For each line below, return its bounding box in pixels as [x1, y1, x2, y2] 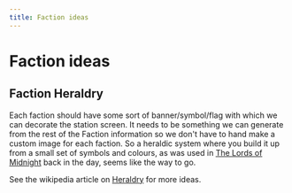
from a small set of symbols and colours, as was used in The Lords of [9, 147, 263, 158]
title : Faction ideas [9, 12, 89, 22]
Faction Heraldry [9, 86, 104, 102]
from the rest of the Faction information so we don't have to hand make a [9, 128, 276, 139]
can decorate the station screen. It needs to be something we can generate [9, 119, 284, 129]
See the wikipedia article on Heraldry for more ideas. [9, 174, 202, 184]
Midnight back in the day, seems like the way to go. [9, 157, 196, 167]
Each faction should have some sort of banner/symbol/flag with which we [9, 110, 278, 120]
